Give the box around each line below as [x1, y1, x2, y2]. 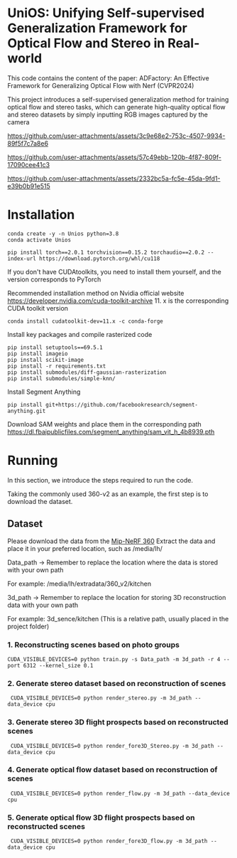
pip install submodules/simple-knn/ [7, 375, 116, 382]
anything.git [7, 407, 46, 414]
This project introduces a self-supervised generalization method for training [7, 95, 229, 104]
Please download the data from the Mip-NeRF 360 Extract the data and [7, 537, 216, 545]
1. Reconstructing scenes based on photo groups [7, 640, 180, 650]
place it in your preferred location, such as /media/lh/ [7, 544, 163, 552]
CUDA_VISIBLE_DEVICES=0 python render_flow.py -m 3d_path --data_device [10, 790, 231, 797]
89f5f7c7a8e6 [7, 139, 48, 147]
